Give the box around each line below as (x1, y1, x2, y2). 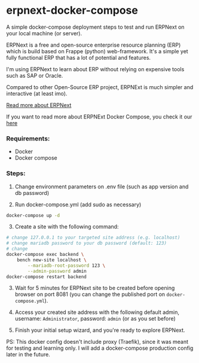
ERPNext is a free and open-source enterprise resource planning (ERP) (6, 41, 181, 48)
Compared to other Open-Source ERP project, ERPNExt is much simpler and (6, 83, 194, 90)
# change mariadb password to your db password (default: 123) (6, 240, 167, 246)
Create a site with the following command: (14, 223, 119, 230)
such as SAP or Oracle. (6, 72, 63, 79)
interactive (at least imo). (6, 90, 68, 97)
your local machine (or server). (6, 29, 82, 36)
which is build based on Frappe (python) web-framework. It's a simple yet (6, 47, 188, 54)
